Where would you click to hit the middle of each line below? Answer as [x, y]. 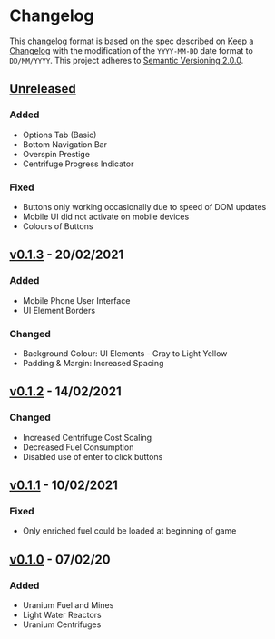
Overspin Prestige [56, 154]
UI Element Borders [59, 310]
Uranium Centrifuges [62, 624]
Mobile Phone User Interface [76, 300]
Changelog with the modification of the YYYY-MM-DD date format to [132, 50]
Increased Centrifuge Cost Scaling [87, 437]
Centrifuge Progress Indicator [78, 164]
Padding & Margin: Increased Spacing [93, 363]
